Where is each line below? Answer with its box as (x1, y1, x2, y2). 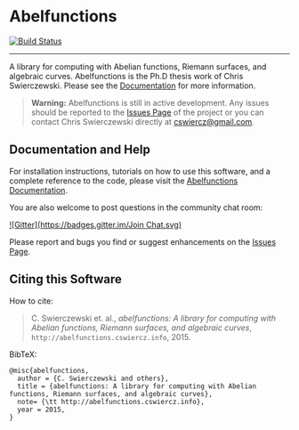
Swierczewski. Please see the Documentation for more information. (9, 80, 256, 91)
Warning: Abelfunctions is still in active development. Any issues (30, 97, 270, 108)
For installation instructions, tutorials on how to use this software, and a (9, 166, 271, 176)
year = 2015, (17, 405, 66, 414)
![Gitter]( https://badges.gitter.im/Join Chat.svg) (9, 219, 182, 230)
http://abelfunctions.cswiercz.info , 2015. (30, 331, 191, 342)
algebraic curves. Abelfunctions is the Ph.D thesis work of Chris (9, 70, 244, 81)
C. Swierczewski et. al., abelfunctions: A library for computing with (30, 312, 276, 323)
